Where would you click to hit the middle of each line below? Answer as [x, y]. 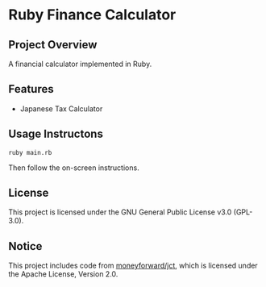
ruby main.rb [30, 152]
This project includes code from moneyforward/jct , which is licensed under [133, 266]
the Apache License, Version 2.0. [63, 274]
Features [31, 89]
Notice [25, 246]
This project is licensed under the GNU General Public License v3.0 [120, 212]
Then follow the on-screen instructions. [74, 168]
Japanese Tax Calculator [61, 108]
